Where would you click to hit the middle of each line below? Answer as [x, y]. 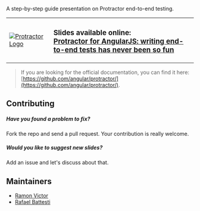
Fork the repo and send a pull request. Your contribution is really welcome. [98, 134]
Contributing [30, 104]
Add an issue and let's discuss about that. [57, 163]
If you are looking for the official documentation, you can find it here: [105, 72]
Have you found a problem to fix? [48, 119]
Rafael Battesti [32, 202]
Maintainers [29, 181]
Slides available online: [92, 33]
